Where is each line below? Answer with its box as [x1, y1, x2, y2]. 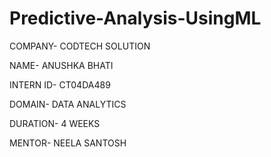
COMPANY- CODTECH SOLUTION [9, 40, 151, 52]
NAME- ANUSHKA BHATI [9, 59, 114, 71]
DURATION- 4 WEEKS [9, 117, 101, 129]
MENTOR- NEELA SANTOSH [9, 137, 127, 149]
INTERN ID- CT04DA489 [9, 78, 111, 91]
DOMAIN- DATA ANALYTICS [9, 98, 127, 110]
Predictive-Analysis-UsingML [9, 7, 262, 30]
